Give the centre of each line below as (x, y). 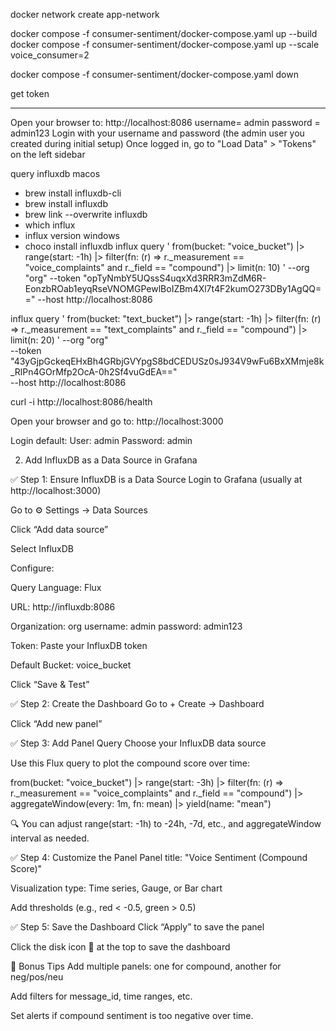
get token (30, 93)
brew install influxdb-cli (73, 193)
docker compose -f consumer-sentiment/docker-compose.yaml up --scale (165, 44)
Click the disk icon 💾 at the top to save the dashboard (120, 947)
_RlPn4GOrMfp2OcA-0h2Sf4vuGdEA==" (94, 372)
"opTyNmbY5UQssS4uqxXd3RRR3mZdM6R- (175, 278)
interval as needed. (50, 838)
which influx (50, 225)
